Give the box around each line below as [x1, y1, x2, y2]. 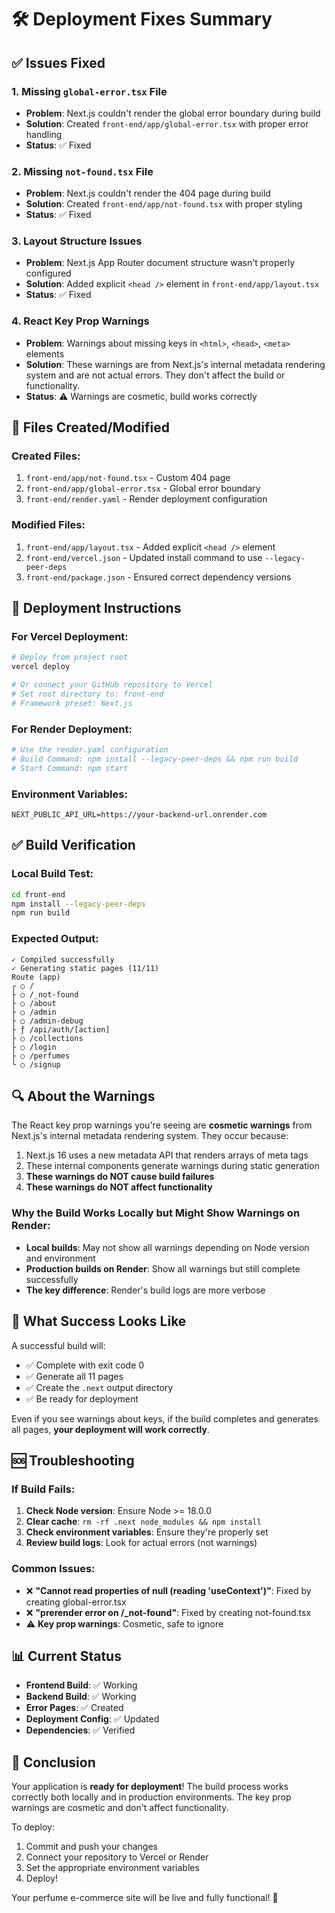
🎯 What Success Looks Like [11, 1313, 187, 1330]
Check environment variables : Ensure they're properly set [25, 1526, 269, 1538]
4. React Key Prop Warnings [11, 314, 150, 328]
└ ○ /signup [11, 1059, 61, 1070]
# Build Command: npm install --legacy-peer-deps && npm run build [11, 754, 299, 764]
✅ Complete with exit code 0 [25, 1359, 145, 1371]
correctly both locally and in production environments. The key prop [11, 1791, 292, 1803]
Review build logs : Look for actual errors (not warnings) [25, 1537, 258, 1549]
